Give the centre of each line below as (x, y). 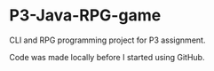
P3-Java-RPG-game (85, 16)
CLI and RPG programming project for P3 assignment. (107, 40)
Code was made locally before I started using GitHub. (107, 57)
